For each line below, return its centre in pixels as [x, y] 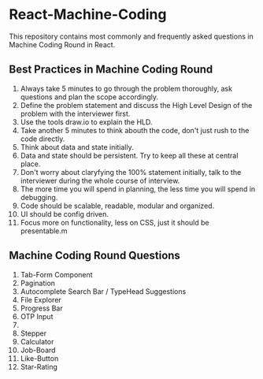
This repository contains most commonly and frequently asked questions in [131, 36]
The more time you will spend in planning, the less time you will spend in [138, 189]
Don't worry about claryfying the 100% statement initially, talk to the [131, 172]
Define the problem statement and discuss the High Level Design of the [136, 105]
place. [30, 164]
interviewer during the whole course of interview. [100, 180]
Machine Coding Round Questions [94, 256]
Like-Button [39, 358]
